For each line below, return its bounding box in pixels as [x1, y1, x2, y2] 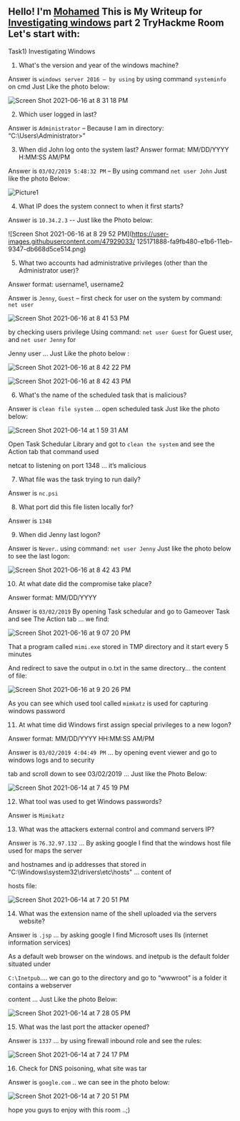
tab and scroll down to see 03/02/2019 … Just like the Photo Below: [8, 769, 207, 778]
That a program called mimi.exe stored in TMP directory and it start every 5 [8, 642, 229, 650]
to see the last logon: [8, 551, 70, 560]
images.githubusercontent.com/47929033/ [8, 237, 135, 246]
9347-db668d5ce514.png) [8, 244, 86, 253]
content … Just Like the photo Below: [8, 995, 118, 1003]
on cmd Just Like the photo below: [8, 82, 110, 91]
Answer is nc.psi [8, 488, 59, 497]
